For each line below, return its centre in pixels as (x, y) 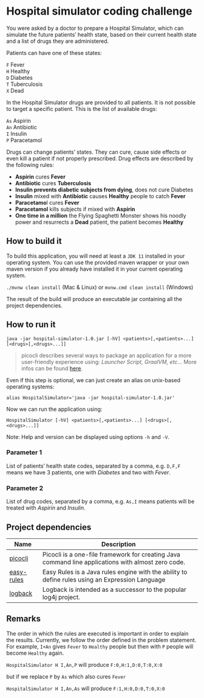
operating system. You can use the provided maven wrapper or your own (98, 262)
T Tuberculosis (25, 84)
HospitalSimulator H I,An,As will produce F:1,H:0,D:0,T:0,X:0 (86, 688)
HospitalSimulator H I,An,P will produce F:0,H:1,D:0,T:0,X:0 (84, 664)
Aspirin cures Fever (40, 176)
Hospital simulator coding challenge (99, 11)
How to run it (31, 325)
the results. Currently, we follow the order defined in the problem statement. (101, 640)
